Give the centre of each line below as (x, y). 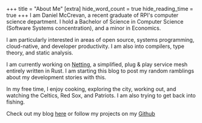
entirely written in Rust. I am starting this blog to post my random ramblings (100, 71)
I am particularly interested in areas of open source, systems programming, (100, 40)
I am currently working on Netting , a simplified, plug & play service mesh (97, 64)
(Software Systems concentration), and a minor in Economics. (84, 28)
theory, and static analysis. (40, 53)
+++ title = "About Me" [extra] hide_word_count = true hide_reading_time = (100, 9)
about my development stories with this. (56, 77)
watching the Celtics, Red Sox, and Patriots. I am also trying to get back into (101, 95)
